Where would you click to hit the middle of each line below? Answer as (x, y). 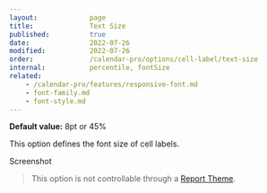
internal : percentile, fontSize (90, 68)
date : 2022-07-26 (69, 43)
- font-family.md (58, 92)
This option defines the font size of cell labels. (95, 144)
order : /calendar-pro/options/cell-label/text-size (133, 59)
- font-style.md (56, 101)
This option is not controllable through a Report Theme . (133, 179)
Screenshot (30, 162)
